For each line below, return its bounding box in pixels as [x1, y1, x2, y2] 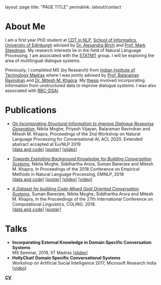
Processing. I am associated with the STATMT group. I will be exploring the [5, 52, 155, 58]
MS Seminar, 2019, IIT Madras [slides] [12, 250, 88, 255]
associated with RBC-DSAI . [5, 87, 60, 94]
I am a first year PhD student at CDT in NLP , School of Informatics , [5, 37, 138, 43]
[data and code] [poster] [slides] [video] [12, 176, 93, 182]
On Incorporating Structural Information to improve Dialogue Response [12, 121, 154, 127]
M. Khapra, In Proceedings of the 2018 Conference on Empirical [12, 166, 140, 172]
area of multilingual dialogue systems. [5, 58, 81, 63]
